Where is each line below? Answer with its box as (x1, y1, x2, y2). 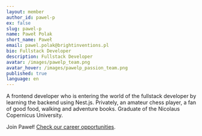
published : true (6, 70, 47, 76)
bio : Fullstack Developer (6, 48, 71, 54)
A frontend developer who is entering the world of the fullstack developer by (6, 93, 197, 100)
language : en (6, 76, 39, 82)
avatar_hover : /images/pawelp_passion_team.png (6, 64, 128, 71)
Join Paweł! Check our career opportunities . (6, 123, 116, 131)
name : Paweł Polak (6, 31, 52, 37)
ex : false (6, 20, 31, 26)
